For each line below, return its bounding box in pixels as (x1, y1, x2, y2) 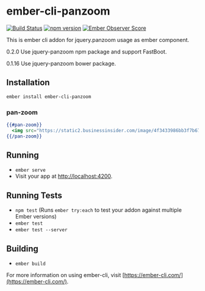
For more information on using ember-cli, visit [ (6, 271, 125, 278)
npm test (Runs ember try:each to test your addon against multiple (15, 206, 182, 214)
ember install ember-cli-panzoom (6, 93, 92, 100)
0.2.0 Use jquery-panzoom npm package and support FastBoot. (6, 47, 167, 55)
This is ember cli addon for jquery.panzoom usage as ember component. (6, 36, 190, 43)
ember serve (15, 167, 46, 174)
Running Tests (6, 190, 62, 200)
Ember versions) (15, 213, 57, 220)
